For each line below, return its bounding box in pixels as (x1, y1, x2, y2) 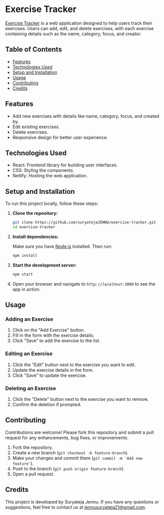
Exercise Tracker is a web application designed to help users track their (5, 20, 152, 26)
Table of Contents (5, 45, 62, 54)
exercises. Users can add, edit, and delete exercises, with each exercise (5, 25, 154, 31)
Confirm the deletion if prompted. (12, 401, 81, 407)
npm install (12, 253, 37, 258)
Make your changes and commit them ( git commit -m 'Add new (12, 455, 143, 461)
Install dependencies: (12, 233, 59, 239)
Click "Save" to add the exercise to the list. (12, 338, 101, 344)
